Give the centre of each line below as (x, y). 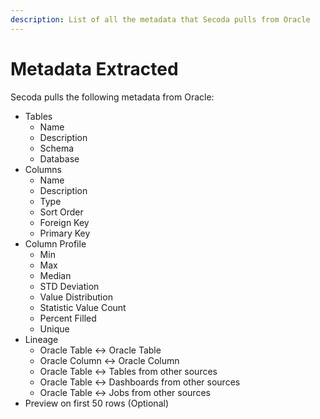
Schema (57, 148)
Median (55, 275)
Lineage (41, 339)
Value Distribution (76, 297)
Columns (43, 169)
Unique (54, 328)
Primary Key (65, 233)
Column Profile (55, 243)
